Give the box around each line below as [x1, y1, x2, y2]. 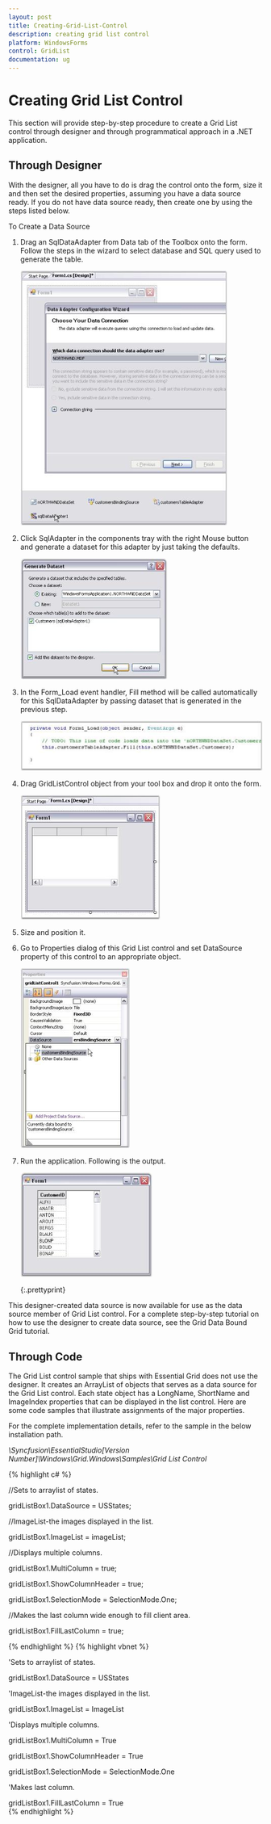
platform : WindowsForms [8, 39, 89, 47]
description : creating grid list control [8, 30, 150, 38]
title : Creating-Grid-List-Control [8, 21, 128, 30]
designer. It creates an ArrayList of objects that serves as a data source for [8, 1380, 257, 1390]
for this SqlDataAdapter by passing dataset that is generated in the [19, 695, 242, 706]
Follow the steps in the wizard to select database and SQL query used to [19, 245, 261, 255]
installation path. [8, 1430, 64, 1440]
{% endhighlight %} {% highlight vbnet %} [8, 1642, 149, 1651]
